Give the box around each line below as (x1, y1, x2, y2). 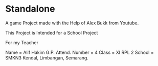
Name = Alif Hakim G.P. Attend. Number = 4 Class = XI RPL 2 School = (5, 49, 154, 55)
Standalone (5, 3, 55, 15)
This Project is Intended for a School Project (5, 29, 98, 36)
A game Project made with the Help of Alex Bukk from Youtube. (5, 20, 139, 26)
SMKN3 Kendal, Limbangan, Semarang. (5, 54, 88, 61)
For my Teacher (5, 39, 38, 46)
